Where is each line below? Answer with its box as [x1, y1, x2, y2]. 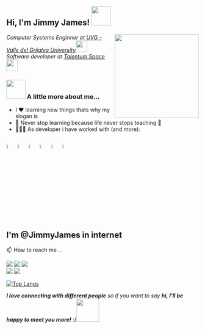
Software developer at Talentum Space [6, 52, 106, 60]
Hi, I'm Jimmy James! [6, 18, 90, 28]
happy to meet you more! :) [6, 316, 76, 324]
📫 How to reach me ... [6, 246, 63, 253]
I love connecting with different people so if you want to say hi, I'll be [6, 292, 184, 299]
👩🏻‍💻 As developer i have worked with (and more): [15, 126, 140, 133]
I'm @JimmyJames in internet [6, 230, 123, 240]
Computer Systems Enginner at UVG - [6, 34, 102, 41]
